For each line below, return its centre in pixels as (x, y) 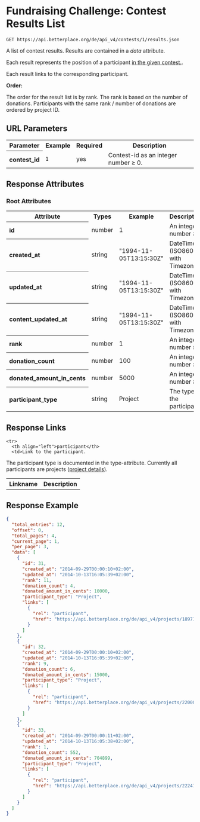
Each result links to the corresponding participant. (68, 74)
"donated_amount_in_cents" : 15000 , (66, 675)
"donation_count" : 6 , (49, 669)
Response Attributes (45, 184)
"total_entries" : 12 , (38, 524)
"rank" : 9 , (35, 664)
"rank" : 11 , (37, 580)
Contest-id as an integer (143, 155)
